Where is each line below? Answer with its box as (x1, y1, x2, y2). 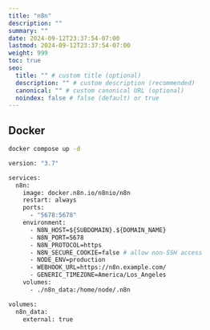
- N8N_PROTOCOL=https (29, 241, 103, 249)
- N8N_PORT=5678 (29, 234, 84, 242)
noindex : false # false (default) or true (15, 94, 160, 102)
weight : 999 (8, 49, 48, 57)
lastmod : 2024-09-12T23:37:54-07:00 (8, 42, 131, 50)
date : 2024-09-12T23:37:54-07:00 (8, 34, 120, 43)
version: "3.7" (8, 159, 59, 167)
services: (8, 173, 42, 181)
